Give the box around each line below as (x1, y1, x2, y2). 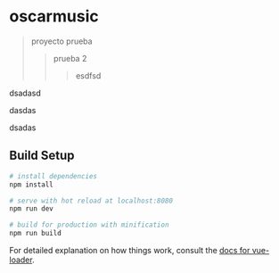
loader (9, 254, 33, 265)
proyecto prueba (30, 36, 93, 46)
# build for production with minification (9, 220, 169, 229)
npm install (9, 180, 53, 189)
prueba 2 (53, 53, 87, 63)
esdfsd (75, 70, 102, 81)
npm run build (9, 229, 62, 238)
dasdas (9, 104, 37, 115)
